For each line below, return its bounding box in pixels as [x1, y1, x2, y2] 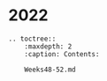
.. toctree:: [8, 34, 57, 43]
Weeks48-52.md [24, 65, 76, 74]
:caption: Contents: [24, 49, 100, 58]
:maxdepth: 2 [24, 41, 73, 51]
